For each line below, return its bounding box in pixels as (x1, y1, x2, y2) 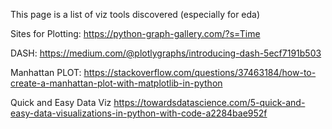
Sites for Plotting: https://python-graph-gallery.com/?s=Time (10, 28, 261, 39)
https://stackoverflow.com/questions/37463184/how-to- (83, 67, 317, 78)
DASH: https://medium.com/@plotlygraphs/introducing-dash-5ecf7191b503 (10, 47, 322, 59)
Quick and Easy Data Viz (10, 97, 112, 108)
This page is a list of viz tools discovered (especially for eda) (10, 9, 261, 20)
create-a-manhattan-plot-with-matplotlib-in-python (10, 77, 223, 89)
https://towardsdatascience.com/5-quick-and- (113, 97, 306, 108)
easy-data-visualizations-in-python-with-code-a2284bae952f (10, 107, 268, 119)
